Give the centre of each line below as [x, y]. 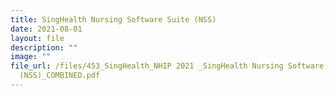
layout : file [37, 38]
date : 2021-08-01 [46, 29]
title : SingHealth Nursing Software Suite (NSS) [113, 19]
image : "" [31, 57]
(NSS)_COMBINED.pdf [60, 76]
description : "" [44, 47]
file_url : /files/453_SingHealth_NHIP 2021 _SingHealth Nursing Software [167, 66]
